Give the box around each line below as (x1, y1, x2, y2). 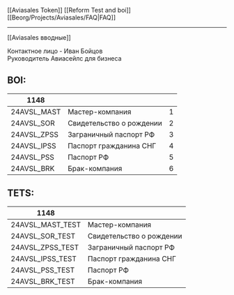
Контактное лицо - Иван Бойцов (7, 47, 103, 55)
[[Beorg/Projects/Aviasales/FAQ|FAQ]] (7, 13, 116, 22)
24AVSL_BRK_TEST (10, 276, 75, 286)
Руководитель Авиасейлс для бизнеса (7, 54, 122, 62)
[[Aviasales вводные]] (7, 33, 71, 41)
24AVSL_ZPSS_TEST (10, 242, 79, 252)
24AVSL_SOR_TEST (10, 231, 75, 241)
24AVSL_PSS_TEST (10, 265, 75, 275)
